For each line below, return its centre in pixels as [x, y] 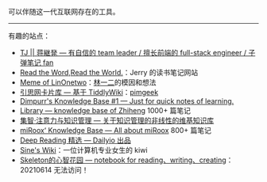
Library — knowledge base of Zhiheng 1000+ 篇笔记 [105, 110]
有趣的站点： [29, 36]
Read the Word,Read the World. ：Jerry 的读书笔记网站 [109, 72]
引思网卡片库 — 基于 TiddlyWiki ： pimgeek [89, 92]
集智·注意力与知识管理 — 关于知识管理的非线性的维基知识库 [117, 120]
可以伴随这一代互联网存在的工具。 [64, 11]
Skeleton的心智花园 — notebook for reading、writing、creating [123, 160]
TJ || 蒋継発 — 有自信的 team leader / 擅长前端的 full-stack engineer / [133, 53]
